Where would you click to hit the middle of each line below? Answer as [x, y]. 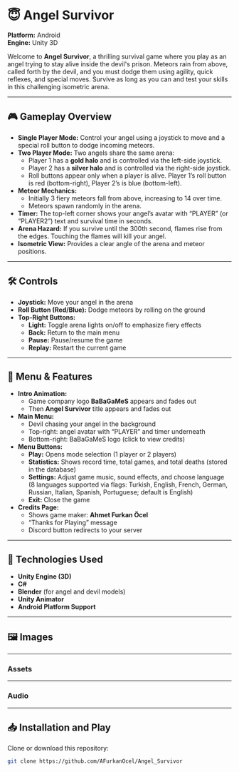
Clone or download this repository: [58, 748]
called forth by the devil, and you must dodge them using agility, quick [110, 71]
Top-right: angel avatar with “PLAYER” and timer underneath [117, 432]
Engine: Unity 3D [33, 42]
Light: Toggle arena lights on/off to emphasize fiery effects [115, 325]
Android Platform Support [57, 607]
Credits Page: [38, 507]
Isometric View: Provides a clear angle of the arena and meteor [111, 243]
